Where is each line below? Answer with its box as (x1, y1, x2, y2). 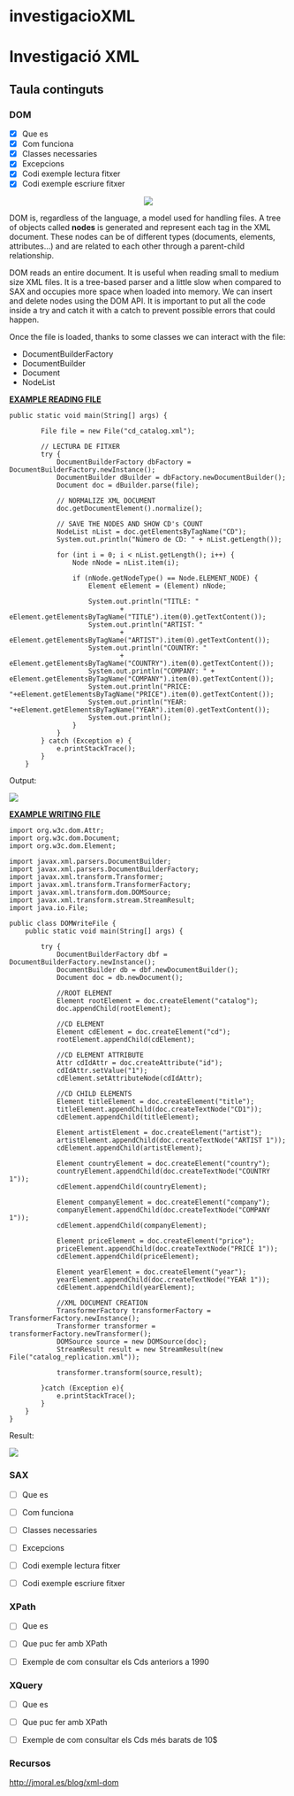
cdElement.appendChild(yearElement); (56, 1283, 196, 1292)
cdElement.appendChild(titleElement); (56, 1113, 200, 1122)
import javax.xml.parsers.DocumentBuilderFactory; (9, 865, 200, 874)
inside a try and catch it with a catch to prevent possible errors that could (9, 305, 275, 316)
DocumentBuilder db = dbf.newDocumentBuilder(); (56, 966, 239, 975)
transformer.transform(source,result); (56, 1368, 203, 1377)
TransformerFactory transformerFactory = (56, 1307, 212, 1315)
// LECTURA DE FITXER (41, 443, 121, 451)
